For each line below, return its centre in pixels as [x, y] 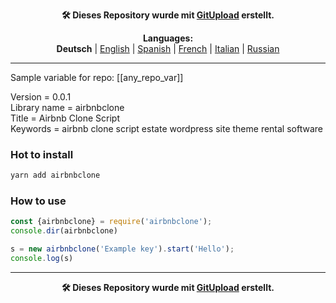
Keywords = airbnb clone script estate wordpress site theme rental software [166, 128]
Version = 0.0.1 [41, 97]
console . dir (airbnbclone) [64, 231]
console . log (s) [42, 259]
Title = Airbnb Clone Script [65, 118]
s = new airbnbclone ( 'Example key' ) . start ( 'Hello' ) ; [122, 249]
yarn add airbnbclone [55, 175]
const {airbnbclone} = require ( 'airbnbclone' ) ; [111, 222]
